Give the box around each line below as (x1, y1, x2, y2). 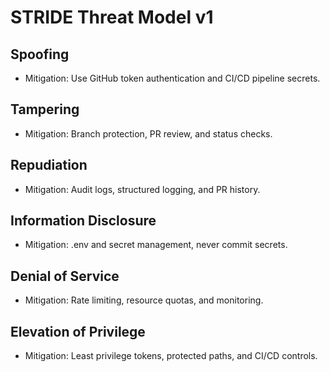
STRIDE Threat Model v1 (10, 6, 214, 29)
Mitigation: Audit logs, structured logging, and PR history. (24, 183, 261, 195)
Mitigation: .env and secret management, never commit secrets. (24, 239, 288, 251)
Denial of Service (10, 267, 120, 285)
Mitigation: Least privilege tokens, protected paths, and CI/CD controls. (24, 350, 318, 362)
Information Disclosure (10, 212, 157, 230)
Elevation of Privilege (10, 323, 146, 340)
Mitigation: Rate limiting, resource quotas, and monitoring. (24, 294, 264, 306)
